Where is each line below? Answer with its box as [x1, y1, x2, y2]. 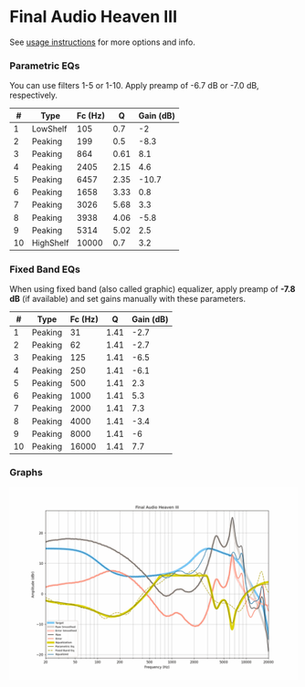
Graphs [9, 466, 43, 479]
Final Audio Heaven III [9, 6, 178, 27]
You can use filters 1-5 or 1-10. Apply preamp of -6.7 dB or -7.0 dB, [9, 80, 259, 91]
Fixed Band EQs [9, 263, 80, 276]
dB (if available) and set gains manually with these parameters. [9, 294, 247, 305]
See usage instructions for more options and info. [9, 36, 196, 47]
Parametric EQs [9, 59, 80, 72]
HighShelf [31, 237, 69, 248]
